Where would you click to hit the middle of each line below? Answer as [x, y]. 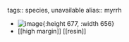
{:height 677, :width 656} [79, 23]
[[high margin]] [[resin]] [52, 31]
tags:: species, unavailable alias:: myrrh [64, 10]
